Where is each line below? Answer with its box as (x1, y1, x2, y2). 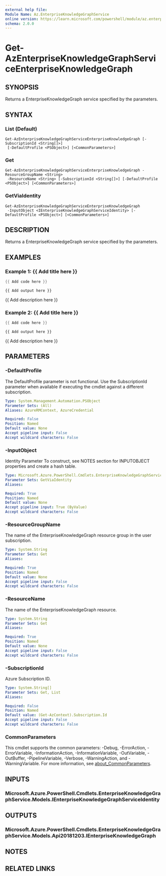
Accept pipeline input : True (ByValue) (5, 505, 87, 510)
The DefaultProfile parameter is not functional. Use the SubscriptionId (5, 378, 147, 384)
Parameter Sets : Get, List (5, 690, 61, 695)
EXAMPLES (5, 253, 41, 261)
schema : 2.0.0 (5, 21, 35, 26)
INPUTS (5, 775, 30, 783)
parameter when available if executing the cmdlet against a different (5, 384, 144, 389)
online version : (5, 16, 39, 21)
